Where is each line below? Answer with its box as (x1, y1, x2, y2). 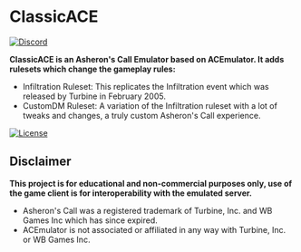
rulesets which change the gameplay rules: (9, 63, 176, 74)
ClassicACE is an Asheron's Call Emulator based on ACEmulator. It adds (9, 53, 285, 64)
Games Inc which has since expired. (22, 215, 159, 226)
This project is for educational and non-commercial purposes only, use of (9, 178, 293, 189)
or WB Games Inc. (22, 234, 91, 245)
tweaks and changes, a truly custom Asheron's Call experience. (22, 110, 261, 121)
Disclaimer (9, 154, 72, 170)
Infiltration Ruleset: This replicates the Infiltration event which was (22, 81, 269, 92)
